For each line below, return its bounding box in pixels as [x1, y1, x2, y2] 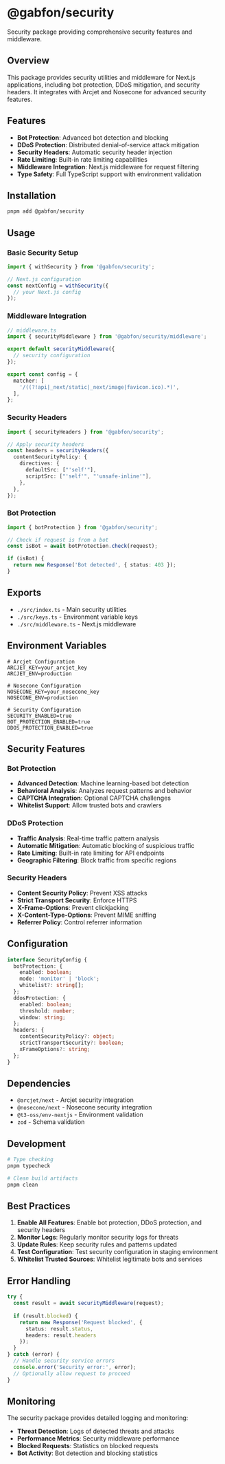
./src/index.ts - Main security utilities [16, 605, 127, 613]
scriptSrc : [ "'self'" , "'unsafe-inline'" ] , [25, 473, 152, 480]
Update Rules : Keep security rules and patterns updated [16, 1240, 177, 1249]
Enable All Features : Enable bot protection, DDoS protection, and [16, 1218, 202, 1227]
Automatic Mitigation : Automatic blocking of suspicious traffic [16, 841, 195, 849]
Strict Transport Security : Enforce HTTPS [16, 896, 137, 904]
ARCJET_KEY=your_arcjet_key [7, 664, 88, 671]
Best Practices [7, 1200, 71, 1212]
